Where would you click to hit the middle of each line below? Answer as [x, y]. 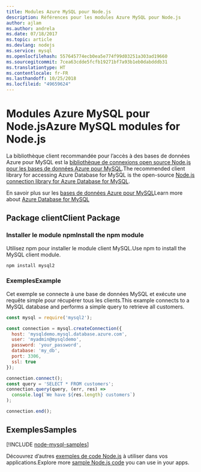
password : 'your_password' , [47, 345]
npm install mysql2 [31, 265]
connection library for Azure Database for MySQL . [68, 181]
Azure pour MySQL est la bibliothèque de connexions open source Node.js [98, 162]
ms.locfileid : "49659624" [38, 84]
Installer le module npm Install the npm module [75, 235]
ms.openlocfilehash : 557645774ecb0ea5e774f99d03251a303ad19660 [87, 56]
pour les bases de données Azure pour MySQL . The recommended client [96, 168]
